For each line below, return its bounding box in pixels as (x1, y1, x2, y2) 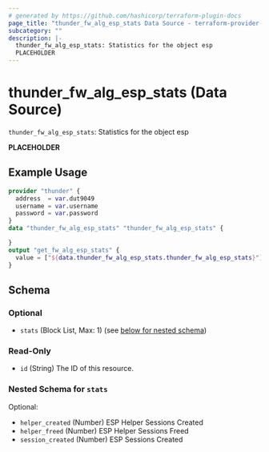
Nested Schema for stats (8, 384, 108, 395)
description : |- (8, 34, 62, 42)
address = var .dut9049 (15, 194, 94, 203)
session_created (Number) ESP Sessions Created (19, 434, 183, 444)
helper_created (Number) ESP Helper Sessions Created (19, 418, 204, 427)
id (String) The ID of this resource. (19, 364, 134, 373)
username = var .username (15, 202, 98, 210)
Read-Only (8, 345, 52, 357)
